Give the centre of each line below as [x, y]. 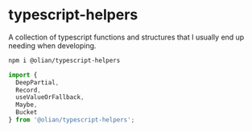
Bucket [27, 113]
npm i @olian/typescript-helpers [64, 60]
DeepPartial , [37, 82]
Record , [29, 90]
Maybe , [27, 105]
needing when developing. [52, 45]
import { [23, 75]
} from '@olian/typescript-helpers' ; [72, 120]
